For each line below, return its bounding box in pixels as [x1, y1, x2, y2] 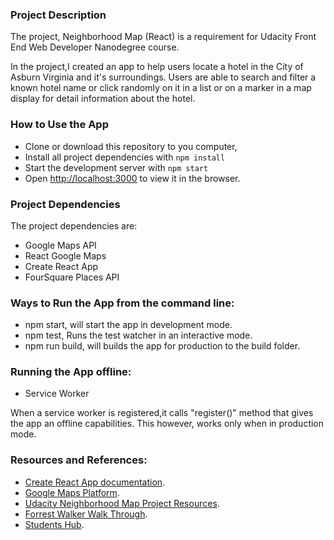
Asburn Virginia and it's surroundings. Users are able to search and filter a [10, 71, 317, 83]
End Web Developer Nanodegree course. [10, 41, 180, 53]
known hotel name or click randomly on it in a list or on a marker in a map [10, 82, 312, 94]
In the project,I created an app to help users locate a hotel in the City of [10, 61, 304, 73]
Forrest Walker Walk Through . [24, 508, 148, 520]
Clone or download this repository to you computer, [24, 140, 238, 152]
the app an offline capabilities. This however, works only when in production [10, 418, 325, 430]
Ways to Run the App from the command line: [10, 296, 235, 310]
